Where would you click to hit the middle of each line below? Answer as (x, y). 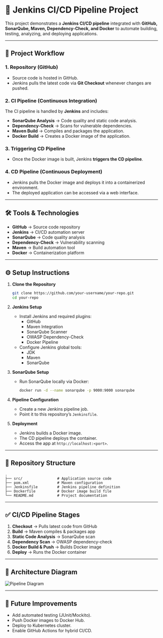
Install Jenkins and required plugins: (56, 316)
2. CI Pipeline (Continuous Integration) (51, 100)
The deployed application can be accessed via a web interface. (75, 192)
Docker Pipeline (42, 342)
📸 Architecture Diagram (41, 572)
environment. (25, 187)
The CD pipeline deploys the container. (58, 438)
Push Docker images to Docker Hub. (48, 621)
